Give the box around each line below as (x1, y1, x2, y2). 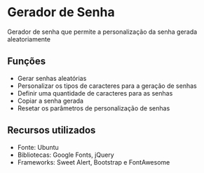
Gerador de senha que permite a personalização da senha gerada (7, 27, 198, 36)
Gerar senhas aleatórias (17, 74, 87, 82)
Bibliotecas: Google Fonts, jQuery (17, 150, 114, 159)
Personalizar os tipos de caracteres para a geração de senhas (17, 82, 198, 90)
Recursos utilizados (7, 124, 96, 136)
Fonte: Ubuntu (17, 143, 60, 151)
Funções (7, 56, 46, 68)
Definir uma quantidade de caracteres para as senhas (17, 89, 173, 97)
